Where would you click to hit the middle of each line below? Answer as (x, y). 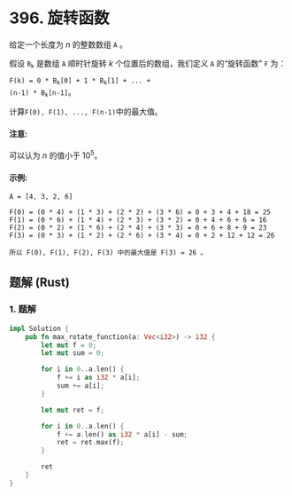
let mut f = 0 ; (69, 345)
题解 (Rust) (40, 282)
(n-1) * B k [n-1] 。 (43, 92)
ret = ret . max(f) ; (90, 443)
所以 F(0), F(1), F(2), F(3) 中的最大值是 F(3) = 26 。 (108, 253)
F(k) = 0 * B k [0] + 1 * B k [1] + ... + (80, 82)
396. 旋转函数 (59, 18)
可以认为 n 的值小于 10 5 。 (56, 154)
